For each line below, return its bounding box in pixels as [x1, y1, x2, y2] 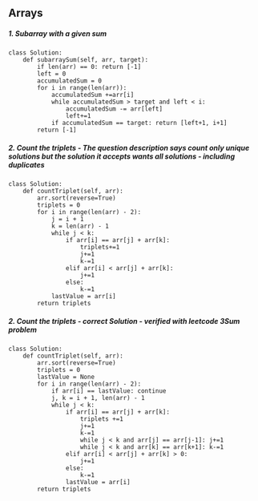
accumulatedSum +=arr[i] [50, 91, 135, 99]
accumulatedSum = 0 [37, 77, 103, 85]
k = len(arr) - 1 [50, 222, 110, 231]
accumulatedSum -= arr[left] [65, 105, 163, 113]
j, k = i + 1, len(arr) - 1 [50, 394, 146, 402]
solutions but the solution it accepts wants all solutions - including [8, 152, 235, 161]
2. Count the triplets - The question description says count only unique [8, 143, 250, 152]
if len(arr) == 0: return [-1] [37, 63, 142, 71]
